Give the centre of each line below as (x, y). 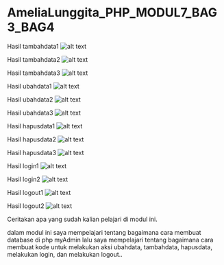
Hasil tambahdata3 (34, 73)
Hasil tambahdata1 (33, 46)
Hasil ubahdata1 (29, 86)
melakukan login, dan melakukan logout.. (65, 254)
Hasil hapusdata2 (32, 139)
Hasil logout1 (25, 192)
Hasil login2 (24, 179)
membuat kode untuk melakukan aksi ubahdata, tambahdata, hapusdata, (110, 247)
